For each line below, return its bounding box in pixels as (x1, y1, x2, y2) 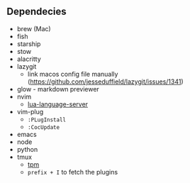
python (16, 145, 38, 153)
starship (16, 39, 41, 48)
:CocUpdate (27, 123, 60, 131)
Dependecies (6, 6, 67, 18)
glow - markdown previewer (16, 84, 100, 93)
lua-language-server (27, 99, 89, 109)
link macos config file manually (27, 70, 118, 78)
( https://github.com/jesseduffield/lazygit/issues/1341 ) (27, 77, 184, 86)
